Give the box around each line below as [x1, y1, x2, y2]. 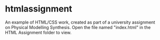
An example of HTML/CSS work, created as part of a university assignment [5, 19, 155, 25]
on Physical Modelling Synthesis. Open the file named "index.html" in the [5, 24, 151, 30]
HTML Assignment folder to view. [5, 29, 72, 35]
